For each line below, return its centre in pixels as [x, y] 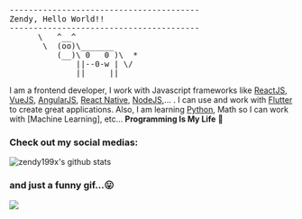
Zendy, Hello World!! [57, 19]
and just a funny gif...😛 [62, 186]
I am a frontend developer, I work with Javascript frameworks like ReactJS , [148, 90]
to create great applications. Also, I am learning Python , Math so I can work [149, 109]
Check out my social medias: [74, 142]
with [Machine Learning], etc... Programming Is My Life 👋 [116, 119]
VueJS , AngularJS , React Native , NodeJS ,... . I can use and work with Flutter [151, 100]
